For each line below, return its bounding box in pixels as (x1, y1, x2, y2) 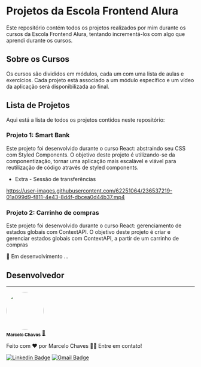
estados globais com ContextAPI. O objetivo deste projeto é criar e (6, 228, 170, 236)
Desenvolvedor (6, 270, 65, 280)
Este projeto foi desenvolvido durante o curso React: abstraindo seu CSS (6, 145, 186, 152)
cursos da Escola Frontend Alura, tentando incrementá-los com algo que (6, 30, 185, 37)
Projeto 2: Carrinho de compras (6, 208, 100, 216)
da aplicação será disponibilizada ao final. (6, 83, 109, 90)
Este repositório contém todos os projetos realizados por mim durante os (6, 24, 186, 31)
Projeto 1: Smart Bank (6, 131, 70, 139)
